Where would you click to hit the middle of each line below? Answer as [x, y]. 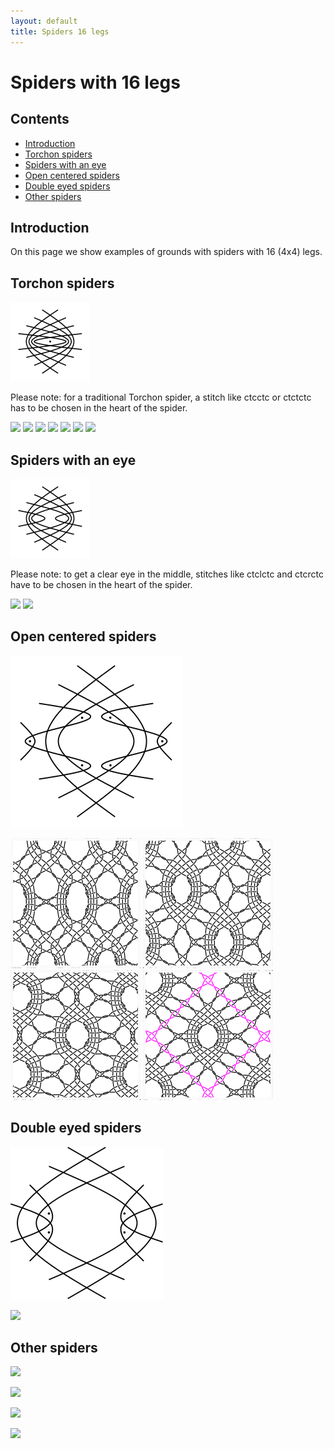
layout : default [44, 21]
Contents [40, 119]
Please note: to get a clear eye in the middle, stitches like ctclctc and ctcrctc [167, 574]
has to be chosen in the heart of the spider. [99, 408]
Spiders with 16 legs [95, 82]
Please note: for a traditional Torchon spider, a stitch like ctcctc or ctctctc [161, 397]
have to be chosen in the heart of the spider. [101, 584]
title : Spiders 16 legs [60, 31]
